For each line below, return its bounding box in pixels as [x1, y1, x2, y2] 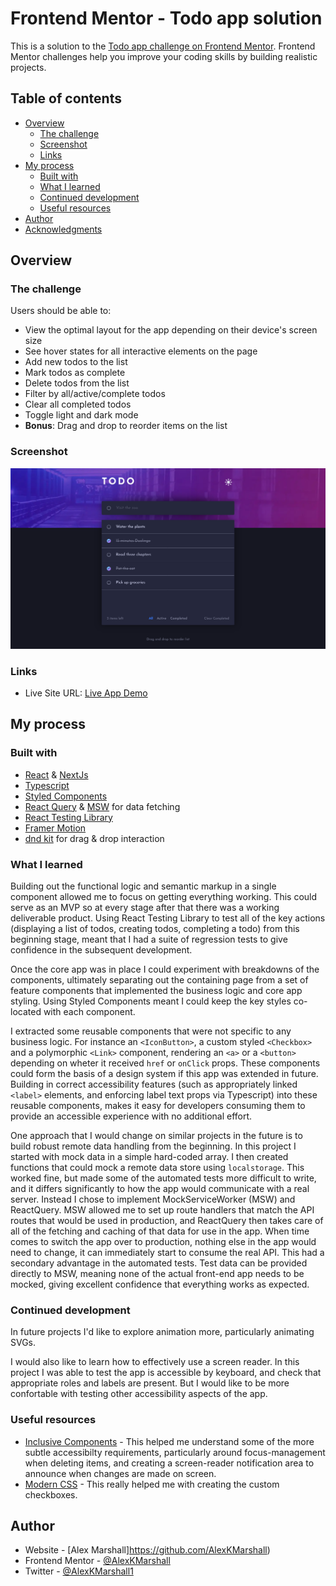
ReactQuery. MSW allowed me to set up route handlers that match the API [10, 1203, 315, 1216]
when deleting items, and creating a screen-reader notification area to [24, 1457, 315, 1469]
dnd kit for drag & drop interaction [24, 832, 165, 844]
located [10, 1005, 42, 1017]
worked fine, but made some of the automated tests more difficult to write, [10, 1172, 317, 1184]
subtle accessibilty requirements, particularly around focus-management [24, 1446, 326, 1458]
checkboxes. [24, 1488, 78, 1501]
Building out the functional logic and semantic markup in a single [10, 880, 277, 892]
